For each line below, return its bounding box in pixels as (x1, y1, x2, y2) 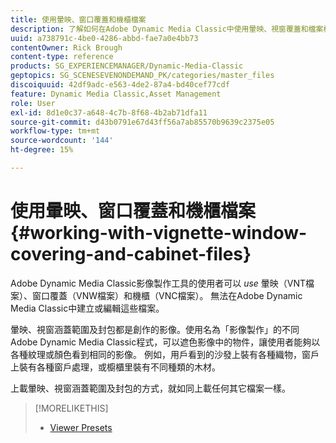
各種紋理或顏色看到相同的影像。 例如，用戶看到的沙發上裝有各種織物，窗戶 (10, 348, 320, 360)
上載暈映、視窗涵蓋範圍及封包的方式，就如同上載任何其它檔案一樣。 (10, 382, 291, 394)
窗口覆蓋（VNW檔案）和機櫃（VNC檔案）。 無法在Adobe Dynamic (31, 289, 303, 301)
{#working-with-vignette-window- (10, 222, 308, 245)
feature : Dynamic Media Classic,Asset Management (10, 89, 222, 99)
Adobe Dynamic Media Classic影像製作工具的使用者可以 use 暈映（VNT (10, 277, 307, 289)
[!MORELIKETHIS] (34, 402, 109, 414)
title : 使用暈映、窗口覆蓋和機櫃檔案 (10, 14, 147, 25)
